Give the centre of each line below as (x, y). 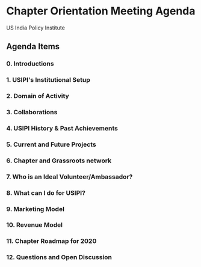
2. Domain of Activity (38, 96)
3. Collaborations (32, 112)
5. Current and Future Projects (51, 144)
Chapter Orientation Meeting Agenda (101, 11)
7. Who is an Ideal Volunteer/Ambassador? (70, 177)
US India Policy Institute (36, 28)
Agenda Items (33, 47)
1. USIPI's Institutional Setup (48, 80)
